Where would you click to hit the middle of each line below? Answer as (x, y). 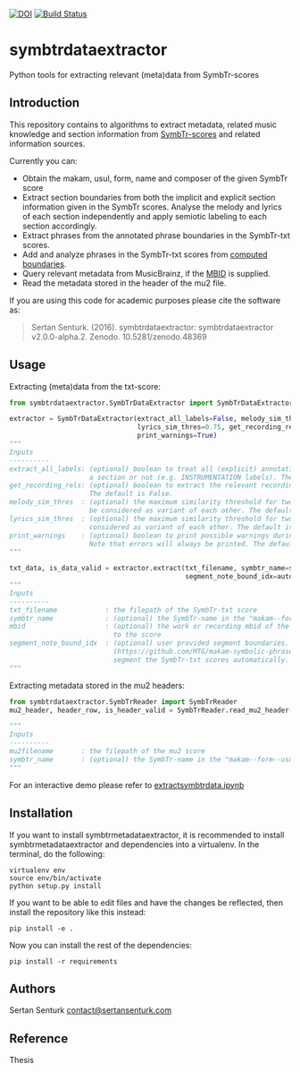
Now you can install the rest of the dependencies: (101, 945)
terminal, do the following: (57, 853)
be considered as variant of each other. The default (191, 510)
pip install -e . (42, 928)
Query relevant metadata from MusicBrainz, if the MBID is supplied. (146, 273)
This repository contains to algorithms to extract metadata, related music (143, 124)
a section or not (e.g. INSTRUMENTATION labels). (183, 477)
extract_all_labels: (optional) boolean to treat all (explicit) (133, 469)
